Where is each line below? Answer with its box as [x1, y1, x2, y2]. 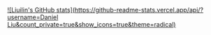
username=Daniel [7, 13, 59, 21]
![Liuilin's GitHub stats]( [7, 6, 75, 14]
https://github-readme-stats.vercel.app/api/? [74, 6, 204, 14]
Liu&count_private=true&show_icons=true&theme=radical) [7, 21, 176, 28]
